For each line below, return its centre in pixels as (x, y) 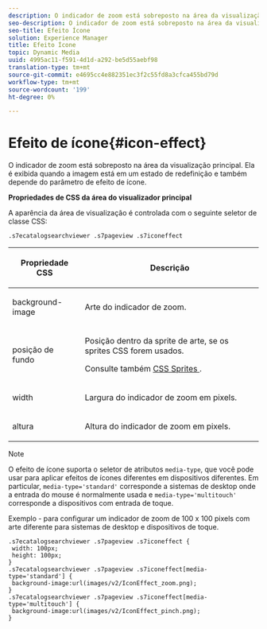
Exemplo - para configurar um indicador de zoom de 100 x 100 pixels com (129, 518)
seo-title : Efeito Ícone (49, 30)
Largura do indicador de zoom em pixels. (161, 398)
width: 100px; (35, 549)
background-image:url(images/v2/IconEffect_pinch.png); (106, 612)
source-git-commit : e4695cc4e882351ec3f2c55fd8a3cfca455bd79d (113, 75)
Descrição (170, 268)
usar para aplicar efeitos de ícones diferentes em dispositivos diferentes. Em (133, 478)
